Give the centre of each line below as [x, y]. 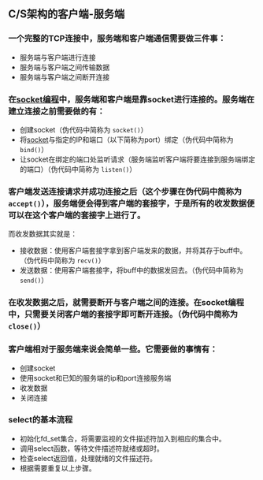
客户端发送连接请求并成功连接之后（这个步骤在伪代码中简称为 [125, 192]
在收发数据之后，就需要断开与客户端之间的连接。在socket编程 [126, 303]
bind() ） [34, 149]
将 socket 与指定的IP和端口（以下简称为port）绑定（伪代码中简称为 [126, 140]
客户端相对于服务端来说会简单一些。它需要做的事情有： [113, 349]
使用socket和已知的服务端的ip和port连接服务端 [95, 378]
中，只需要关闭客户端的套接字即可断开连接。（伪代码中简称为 [123, 314]
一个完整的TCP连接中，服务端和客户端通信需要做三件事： [117, 39]
